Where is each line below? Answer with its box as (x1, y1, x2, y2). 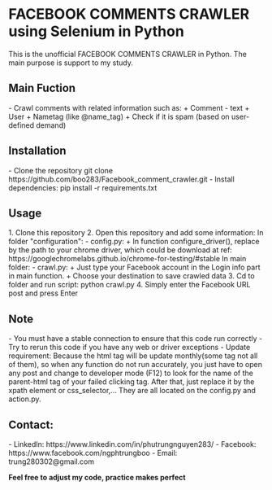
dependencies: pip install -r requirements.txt (8, 182, 158, 192)
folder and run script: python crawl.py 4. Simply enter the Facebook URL (8, 280, 251, 290)
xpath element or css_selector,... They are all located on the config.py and (8, 386, 256, 396)
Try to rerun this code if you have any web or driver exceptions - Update (8, 343, 251, 352)
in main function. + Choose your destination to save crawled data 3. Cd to (8, 271, 255, 281)
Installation (8, 144, 67, 158)
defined (8, 120, 35, 130)
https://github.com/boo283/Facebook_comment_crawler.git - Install (8, 174, 235, 184)
